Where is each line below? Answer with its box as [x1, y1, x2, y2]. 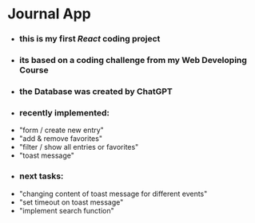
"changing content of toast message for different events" [18, 189, 208, 198]
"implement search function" [18, 205, 115, 215]
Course [18, 65, 49, 76]
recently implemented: [18, 107, 110, 118]
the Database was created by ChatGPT [18, 85, 173, 96]
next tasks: [18, 170, 64, 182]
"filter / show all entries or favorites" [18, 143, 139, 152]
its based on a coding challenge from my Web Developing [18, 55, 247, 66]
